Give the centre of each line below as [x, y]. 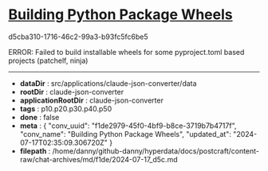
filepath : [35, 151]
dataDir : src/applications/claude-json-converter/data [108, 83]
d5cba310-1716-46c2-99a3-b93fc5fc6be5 [78, 37]
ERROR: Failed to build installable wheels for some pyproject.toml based [126, 52]
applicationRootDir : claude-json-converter [91, 100]
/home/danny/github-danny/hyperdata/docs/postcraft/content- [156, 151]
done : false [39, 117]
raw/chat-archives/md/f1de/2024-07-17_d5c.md [99, 159]
